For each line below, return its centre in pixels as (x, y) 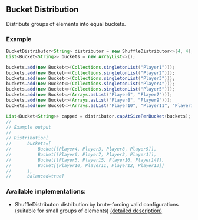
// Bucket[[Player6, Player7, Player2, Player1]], (82, 154)
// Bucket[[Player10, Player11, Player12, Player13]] (85, 165)
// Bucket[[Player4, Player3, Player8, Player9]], (82, 149)
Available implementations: (46, 192)
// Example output (29, 127)
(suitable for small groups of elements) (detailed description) (88, 211)
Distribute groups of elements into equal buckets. (66, 24)
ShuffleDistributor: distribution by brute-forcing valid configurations (96, 204)
